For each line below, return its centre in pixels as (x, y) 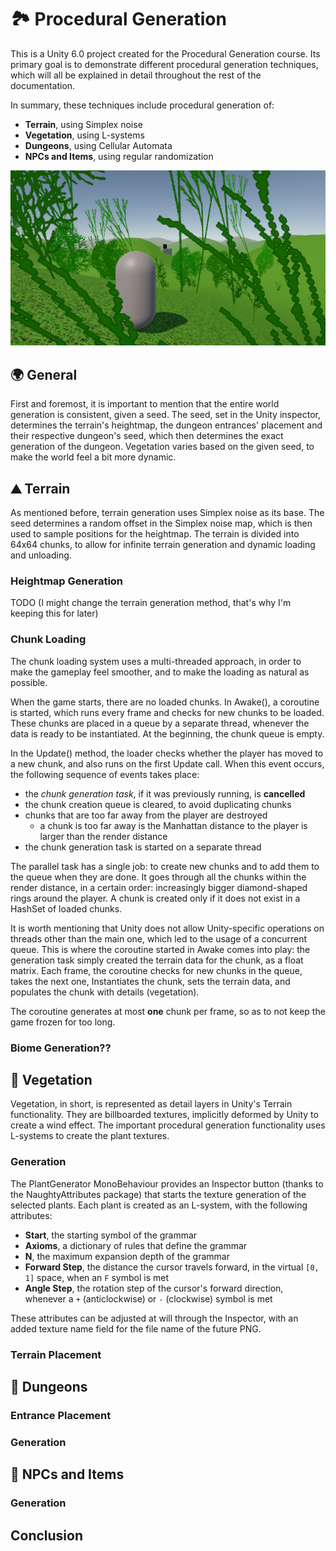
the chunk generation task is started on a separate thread (143, 847)
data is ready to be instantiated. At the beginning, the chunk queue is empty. (167, 733)
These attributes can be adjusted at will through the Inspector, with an (154, 1318)
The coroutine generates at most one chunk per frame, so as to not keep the (168, 1011)
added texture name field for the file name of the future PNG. (136, 1328)
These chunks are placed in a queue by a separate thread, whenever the (160, 723)
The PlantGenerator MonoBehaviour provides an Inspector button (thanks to (167, 1183)
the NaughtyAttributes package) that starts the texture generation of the (158, 1194)
